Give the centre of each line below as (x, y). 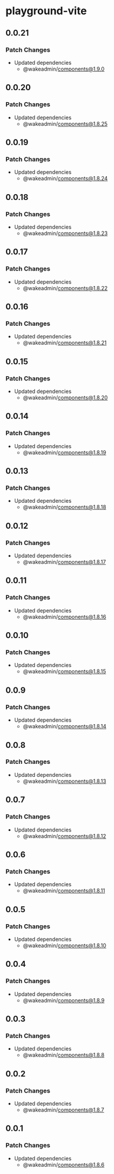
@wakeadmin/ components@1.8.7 (63, 1110)
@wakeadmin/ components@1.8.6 (63, 1165)
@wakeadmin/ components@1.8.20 (65, 398)
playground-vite (46, 11)
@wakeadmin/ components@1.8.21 (65, 343)
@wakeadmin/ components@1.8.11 (64, 891)
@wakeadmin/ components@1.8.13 (65, 781)
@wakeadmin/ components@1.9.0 (63, 69)
